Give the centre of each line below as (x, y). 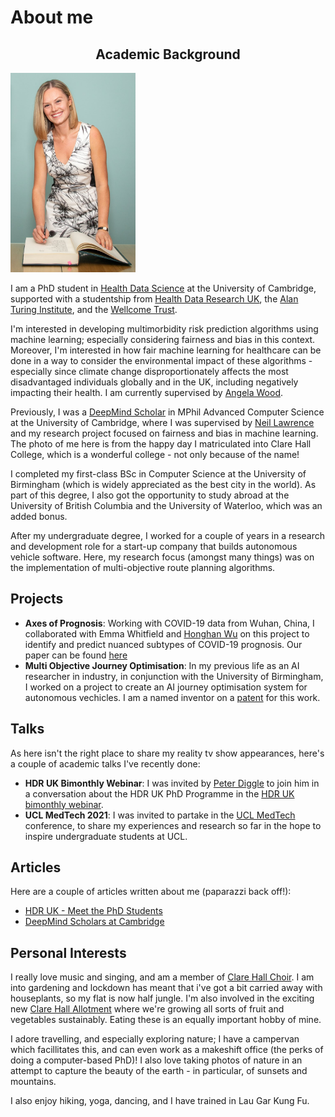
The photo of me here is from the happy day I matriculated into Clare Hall (161, 443)
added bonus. (39, 516)
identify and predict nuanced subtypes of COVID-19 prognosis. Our (163, 644)
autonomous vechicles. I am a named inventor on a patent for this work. (172, 697)
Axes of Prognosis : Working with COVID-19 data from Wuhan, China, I (169, 623)
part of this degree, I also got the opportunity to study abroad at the (150, 495)
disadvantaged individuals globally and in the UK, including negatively (154, 382)
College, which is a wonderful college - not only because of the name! (155, 454)
